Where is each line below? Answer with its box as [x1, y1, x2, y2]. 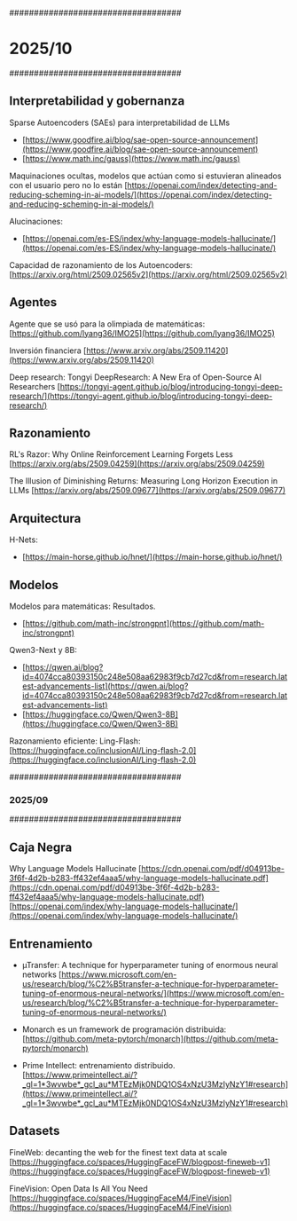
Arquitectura [9, 510, 82, 526]
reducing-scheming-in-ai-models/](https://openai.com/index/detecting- [9, 189, 273, 200]
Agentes [9, 295, 58, 310]
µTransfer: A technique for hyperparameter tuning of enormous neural [21, 959, 278, 970]
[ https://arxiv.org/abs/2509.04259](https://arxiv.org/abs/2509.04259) [9, 459, 265, 469]
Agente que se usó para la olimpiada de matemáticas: [9, 319, 206, 329]
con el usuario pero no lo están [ [9, 179, 128, 190]
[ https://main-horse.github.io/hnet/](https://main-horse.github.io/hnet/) [21, 552, 283, 563]
